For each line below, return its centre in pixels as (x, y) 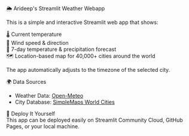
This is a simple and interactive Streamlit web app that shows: (82, 22)
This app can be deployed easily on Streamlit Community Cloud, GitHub (95, 120)
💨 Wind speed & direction (37, 43)
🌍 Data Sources (26, 82)
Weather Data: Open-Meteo (49, 96)
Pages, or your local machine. (43, 126)
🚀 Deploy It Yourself (31, 114)
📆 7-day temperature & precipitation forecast (61, 49)
